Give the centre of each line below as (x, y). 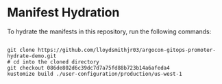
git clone (21, 50)
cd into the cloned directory (56, 62)
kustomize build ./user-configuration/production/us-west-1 (95, 74)
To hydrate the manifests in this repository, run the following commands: (109, 31)
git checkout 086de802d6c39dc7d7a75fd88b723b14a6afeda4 (88, 68)
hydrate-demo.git (32, 56)
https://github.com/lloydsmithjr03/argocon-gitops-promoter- (126, 50)
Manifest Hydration (63, 13)
